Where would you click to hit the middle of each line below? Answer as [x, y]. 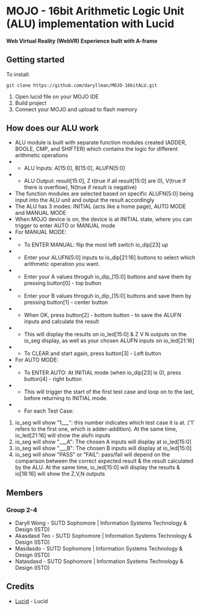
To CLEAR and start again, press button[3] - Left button [92, 354]
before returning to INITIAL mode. [66, 398]
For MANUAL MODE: [41, 232]
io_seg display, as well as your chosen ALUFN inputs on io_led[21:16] [109, 340]
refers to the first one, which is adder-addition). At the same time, [96, 429]
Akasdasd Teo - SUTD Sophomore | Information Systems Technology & [104, 536]
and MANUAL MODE [40, 213]
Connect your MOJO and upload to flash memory [76, 109]
